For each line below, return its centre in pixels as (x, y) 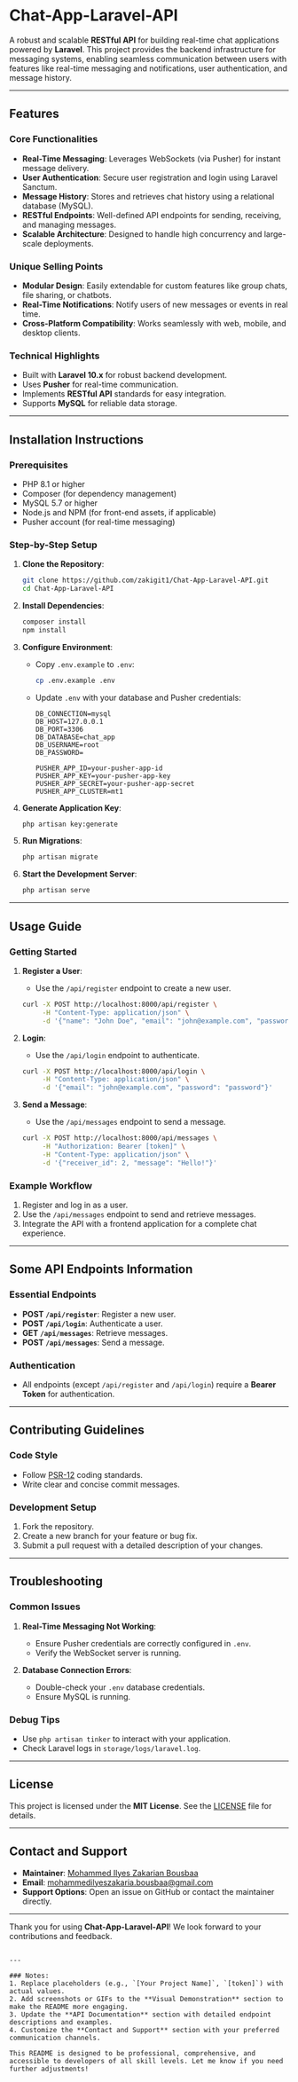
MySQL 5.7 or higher (60, 503)
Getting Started (43, 952)
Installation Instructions (77, 440)
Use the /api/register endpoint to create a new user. (133, 988)
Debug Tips (35, 1719)
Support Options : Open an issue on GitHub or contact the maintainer (148, 1891)
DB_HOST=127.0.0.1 (69, 721)
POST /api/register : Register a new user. (99, 1314)
